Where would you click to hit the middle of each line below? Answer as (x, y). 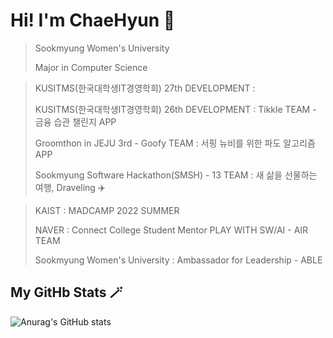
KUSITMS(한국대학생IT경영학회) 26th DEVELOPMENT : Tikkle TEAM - (175, 109)
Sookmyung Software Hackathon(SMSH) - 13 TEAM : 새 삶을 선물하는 (176, 175)
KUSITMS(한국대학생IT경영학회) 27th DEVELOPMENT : (145, 88)
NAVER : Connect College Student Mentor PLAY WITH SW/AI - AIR (171, 230)
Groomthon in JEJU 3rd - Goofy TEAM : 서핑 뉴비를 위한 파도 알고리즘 (175, 143)
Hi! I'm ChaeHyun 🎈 (93, 20)
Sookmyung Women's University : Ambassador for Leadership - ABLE (178, 260)
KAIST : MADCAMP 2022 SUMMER (107, 210)
